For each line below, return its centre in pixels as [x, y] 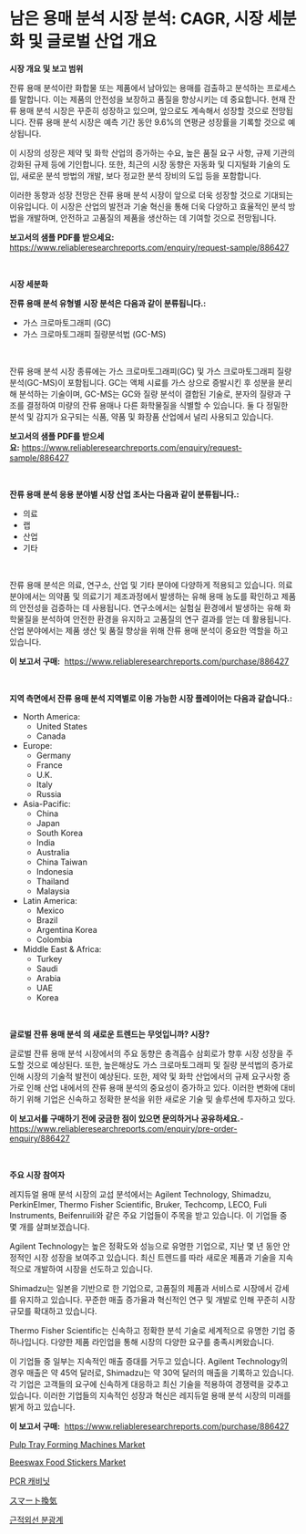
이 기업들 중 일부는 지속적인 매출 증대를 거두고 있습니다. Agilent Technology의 [149, 1361]
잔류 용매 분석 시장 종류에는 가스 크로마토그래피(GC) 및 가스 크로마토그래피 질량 [151, 371]
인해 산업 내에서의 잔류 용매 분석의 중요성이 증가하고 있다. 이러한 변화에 [153, 1087]
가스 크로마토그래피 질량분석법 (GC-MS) [94, 334]
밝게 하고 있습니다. [42, 1406]
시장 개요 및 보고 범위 [46, 68]
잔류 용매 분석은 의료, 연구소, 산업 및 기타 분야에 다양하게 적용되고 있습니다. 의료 [151, 585]
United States [62, 726]
